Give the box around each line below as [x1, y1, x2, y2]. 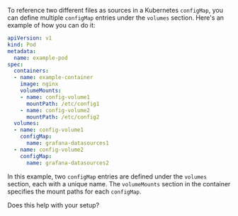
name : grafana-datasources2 [25, 159, 110, 167]
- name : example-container [13, 74, 93, 81]
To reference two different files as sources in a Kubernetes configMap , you [7, 6, 223, 14]
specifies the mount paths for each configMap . [7, 187, 142, 196]
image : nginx [20, 80, 59, 88]
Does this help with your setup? [7, 200, 100, 209]
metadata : [7, 47, 37, 55]
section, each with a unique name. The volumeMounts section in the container [7, 179, 231, 188]
